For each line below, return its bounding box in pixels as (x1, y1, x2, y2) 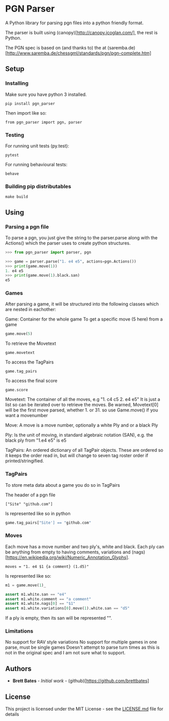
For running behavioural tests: (5, 161, 68, 167)
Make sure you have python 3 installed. (5, 91, 87, 97)
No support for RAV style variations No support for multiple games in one (5, 639, 157, 645)
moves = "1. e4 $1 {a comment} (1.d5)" (5, 564, 89, 569)
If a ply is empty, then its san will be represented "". (5, 615, 112, 621)
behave (5, 171, 19, 176)
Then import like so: (5, 110, 47, 116)
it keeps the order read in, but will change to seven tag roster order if (5, 452, 148, 458)
